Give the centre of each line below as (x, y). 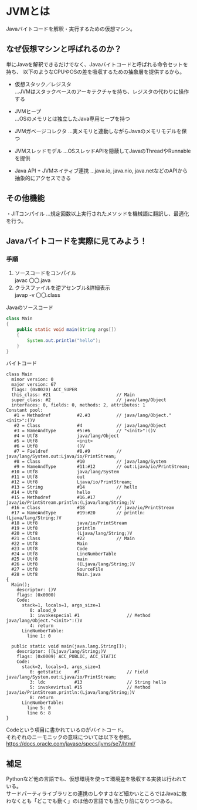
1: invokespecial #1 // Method (90, 616)
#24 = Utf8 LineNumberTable (64, 554)
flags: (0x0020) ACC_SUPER (44, 390)
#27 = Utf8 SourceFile (57, 570)
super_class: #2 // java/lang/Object (89, 400)
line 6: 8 (39, 713)
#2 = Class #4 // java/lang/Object (90, 426)
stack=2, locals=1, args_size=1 (61, 667)
